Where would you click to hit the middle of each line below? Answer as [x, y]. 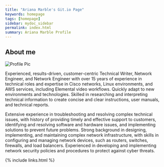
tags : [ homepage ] [23, 19]
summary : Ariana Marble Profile [38, 32]
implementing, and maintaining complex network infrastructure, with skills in [82, 135]
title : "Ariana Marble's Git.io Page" [45, 10]
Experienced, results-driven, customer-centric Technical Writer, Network [79, 73]
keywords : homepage [25, 14]
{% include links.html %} [30, 160]
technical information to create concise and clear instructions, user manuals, [82, 99]
